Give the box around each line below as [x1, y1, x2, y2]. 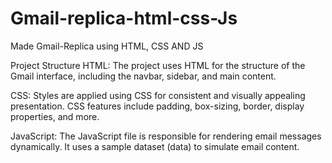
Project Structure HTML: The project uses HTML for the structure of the [10, 59, 306, 71]
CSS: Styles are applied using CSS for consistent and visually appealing [10, 89, 306, 101]
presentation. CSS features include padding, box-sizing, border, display [10, 100, 305, 112]
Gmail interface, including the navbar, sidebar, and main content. [10, 70, 277, 82]
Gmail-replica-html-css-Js [10, 7, 238, 30]
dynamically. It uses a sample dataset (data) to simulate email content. [10, 140, 300, 152]
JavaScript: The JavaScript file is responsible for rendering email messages [10, 130, 322, 142]
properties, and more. [10, 110, 100, 122]
